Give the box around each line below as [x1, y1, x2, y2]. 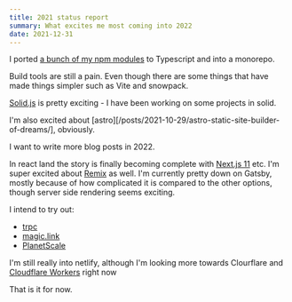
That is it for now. [9, 284, 73, 295]
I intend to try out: [9, 204, 75, 215]
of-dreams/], [9, 124, 56, 135]
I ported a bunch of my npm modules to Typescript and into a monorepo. [9, 54, 275, 65]
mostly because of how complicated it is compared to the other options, [9, 178, 272, 188]
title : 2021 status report [9, 12, 109, 22]
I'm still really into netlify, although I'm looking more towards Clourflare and [9, 258, 284, 268]
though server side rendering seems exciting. [9, 187, 176, 198]
